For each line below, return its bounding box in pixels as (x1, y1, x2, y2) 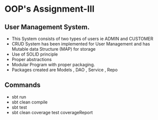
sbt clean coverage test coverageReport (11, 109, 93, 115)
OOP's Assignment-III (4, 3, 95, 15)
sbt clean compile (11, 99, 48, 105)
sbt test (11, 104, 27, 110)
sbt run (11, 94, 26, 100)
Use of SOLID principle (11, 51, 58, 57)
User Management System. (4, 23, 90, 31)
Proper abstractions (11, 57, 52, 62)
